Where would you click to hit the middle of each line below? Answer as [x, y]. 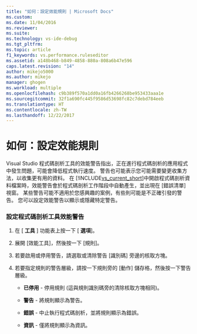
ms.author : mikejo [28, 77]
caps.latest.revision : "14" [40, 66]
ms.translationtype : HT [35, 104]
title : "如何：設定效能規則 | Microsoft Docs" [60, 11]
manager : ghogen [26, 83]
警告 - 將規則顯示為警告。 [54, 301]
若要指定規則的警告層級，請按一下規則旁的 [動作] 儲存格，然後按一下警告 [103, 268]
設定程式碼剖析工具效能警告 [45, 217]
